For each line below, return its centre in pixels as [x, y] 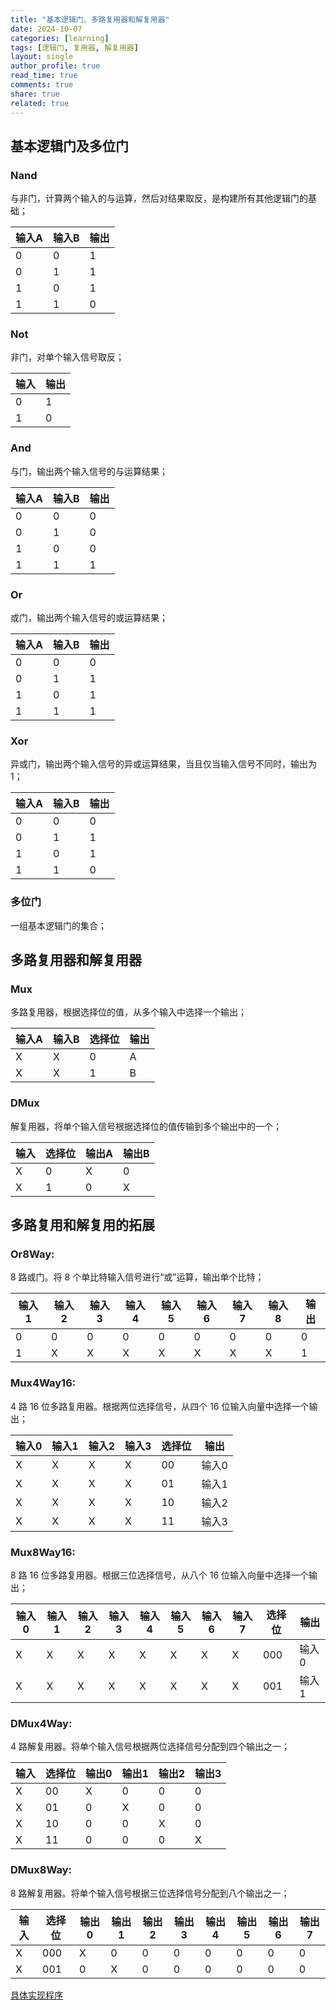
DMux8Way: [41, 1870]
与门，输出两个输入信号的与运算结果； [89, 471]
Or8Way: [32, 1254]
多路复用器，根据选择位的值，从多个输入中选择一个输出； [128, 1012]
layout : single [42, 57]
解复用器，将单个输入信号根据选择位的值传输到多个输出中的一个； [146, 1126]
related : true [40, 103]
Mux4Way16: [43, 1383]
